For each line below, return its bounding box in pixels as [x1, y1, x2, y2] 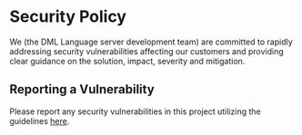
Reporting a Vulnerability [9, 82, 155, 97]
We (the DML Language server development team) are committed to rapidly [9, 36, 293, 47]
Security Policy [9, 6, 127, 27]
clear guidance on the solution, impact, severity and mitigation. [9, 55, 246, 66]
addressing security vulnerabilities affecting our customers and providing [9, 45, 284, 56]
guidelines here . [9, 115, 70, 126]
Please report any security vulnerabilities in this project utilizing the [9, 106, 261, 117]
